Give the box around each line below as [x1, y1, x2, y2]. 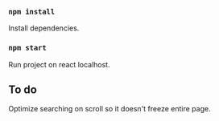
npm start [8, 43, 47, 53]
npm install [8, 7, 56, 16]
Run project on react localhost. [8, 59, 110, 69]
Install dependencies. [8, 23, 80, 33]
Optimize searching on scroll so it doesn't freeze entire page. [8, 104, 211, 114]
